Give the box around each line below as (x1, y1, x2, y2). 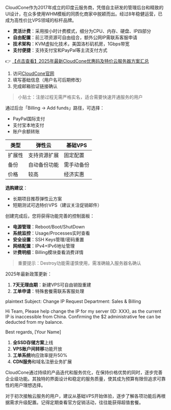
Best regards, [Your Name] (5, 329, 62, 335)
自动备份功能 (28, 161, 60, 168)
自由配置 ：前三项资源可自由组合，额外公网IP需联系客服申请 (12, 35, 137, 40)
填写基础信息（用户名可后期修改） (12, 77, 84, 83)
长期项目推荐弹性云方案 (12, 196, 62, 201)
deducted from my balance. (5, 319, 64, 325)
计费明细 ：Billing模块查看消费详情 (12, 249, 84, 255)
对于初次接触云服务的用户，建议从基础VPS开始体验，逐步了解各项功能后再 (5, 393, 161, 399)
